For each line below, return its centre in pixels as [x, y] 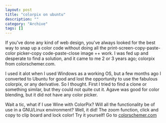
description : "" [22, 19]
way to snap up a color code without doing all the [56, 48]
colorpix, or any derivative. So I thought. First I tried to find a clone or [76, 84]
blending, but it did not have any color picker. [52, 95]
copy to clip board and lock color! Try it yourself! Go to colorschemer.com [81, 115]
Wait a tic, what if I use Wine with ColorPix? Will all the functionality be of [80, 104]
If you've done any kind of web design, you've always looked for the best [80, 42]
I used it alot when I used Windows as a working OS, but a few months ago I [83, 73]
